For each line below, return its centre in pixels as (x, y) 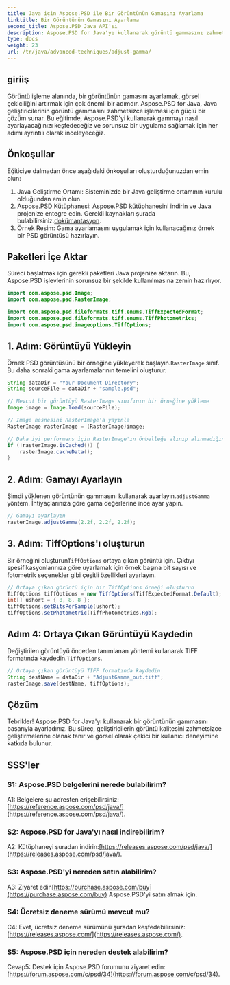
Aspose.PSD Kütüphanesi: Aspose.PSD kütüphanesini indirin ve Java (114, 206)
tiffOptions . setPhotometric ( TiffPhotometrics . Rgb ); (82, 613)
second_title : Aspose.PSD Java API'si (62, 26)
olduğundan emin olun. (49, 199)
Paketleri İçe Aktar (47, 257)
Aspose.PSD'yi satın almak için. (153, 894)
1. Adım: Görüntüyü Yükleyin (69, 347)
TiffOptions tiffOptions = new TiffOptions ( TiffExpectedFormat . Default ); (115, 594)
